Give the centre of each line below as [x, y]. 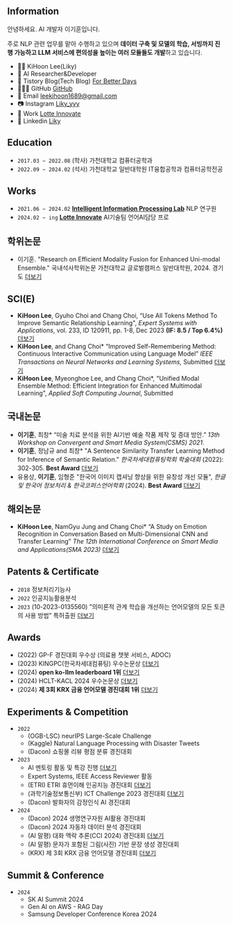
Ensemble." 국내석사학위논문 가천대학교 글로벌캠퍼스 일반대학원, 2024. [114, 268]
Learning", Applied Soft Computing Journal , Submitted [95, 393]
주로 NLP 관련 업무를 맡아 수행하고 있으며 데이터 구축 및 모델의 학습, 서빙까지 [110, 44]
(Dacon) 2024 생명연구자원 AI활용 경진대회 [86, 818]
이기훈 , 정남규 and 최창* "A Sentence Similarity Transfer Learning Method [121, 451]
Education [30, 142]
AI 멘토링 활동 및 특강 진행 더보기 [72, 768]
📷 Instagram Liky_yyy [48, 103]
